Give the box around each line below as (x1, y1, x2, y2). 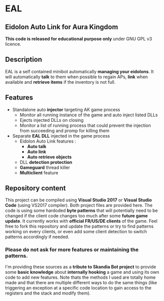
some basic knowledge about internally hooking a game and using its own (5, 269, 160, 275)
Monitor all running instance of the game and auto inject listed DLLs (19, 112, 158, 118)
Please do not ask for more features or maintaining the (5, 246, 139, 253)
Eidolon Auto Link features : (19, 138, 76, 144)
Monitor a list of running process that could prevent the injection (19, 122, 151, 128)
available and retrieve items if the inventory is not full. (5, 79, 115, 85)
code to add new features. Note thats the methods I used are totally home (5, 274, 156, 280)
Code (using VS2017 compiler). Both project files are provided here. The (5, 202, 153, 208)
